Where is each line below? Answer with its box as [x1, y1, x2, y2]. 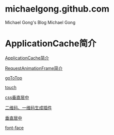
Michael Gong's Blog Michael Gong [5, 19, 76, 25]
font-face [5, 125, 24, 131]
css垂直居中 [5, 94, 29, 100]
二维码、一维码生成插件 [5, 104, 52, 110]
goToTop [5, 75, 23, 81]
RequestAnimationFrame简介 [5, 65, 63, 71]
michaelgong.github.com [5, 3, 110, 15]
